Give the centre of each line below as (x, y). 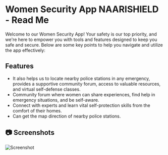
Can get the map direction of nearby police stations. (67, 116)
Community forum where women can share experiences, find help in (84, 94)
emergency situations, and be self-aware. (56, 100)
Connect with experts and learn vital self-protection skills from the (81, 105)
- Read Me (27, 20)
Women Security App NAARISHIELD (82, 9)
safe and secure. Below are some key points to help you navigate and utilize (84, 45)
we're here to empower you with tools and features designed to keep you (81, 40)
